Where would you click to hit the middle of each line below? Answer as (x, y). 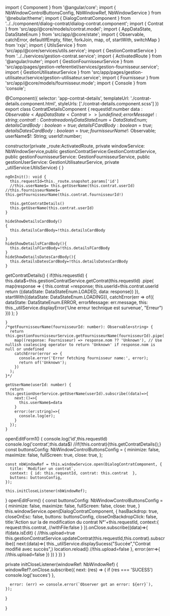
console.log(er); (37, 416)
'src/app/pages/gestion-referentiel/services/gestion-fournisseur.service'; (82, 67)
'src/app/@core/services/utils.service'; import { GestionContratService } (81, 51)
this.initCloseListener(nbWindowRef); (46, 491)
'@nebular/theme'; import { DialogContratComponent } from (68, 18)
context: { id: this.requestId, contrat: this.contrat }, (74, 473)
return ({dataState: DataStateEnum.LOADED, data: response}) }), (73, 291)
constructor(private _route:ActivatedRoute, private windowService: (75, 146)
